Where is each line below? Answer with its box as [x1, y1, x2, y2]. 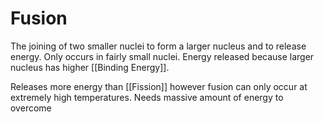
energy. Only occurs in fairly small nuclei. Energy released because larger [10, 50, 315, 62]
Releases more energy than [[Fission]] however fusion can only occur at [10, 80, 308, 92]
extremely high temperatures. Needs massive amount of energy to [10, 91, 284, 103]
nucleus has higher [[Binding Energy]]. [10, 61, 170, 73]
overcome [10, 102, 52, 114]
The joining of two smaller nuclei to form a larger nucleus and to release [10, 40, 307, 52]
